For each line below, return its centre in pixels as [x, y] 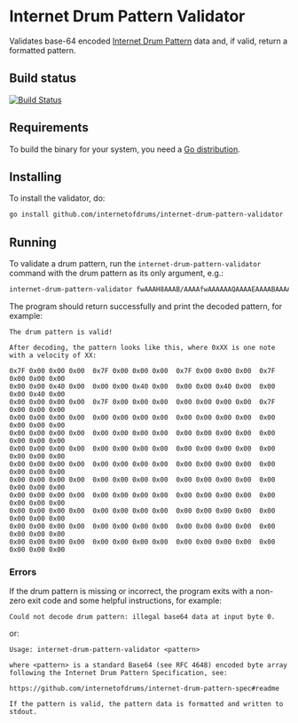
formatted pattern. [43, 50]
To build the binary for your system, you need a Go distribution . [125, 149]
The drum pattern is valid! [61, 332]
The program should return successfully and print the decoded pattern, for [146, 306]
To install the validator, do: [57, 198]
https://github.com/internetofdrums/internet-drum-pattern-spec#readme [144, 689]
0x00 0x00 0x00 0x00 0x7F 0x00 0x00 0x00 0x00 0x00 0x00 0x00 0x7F [142, 401]
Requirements [49, 127]
